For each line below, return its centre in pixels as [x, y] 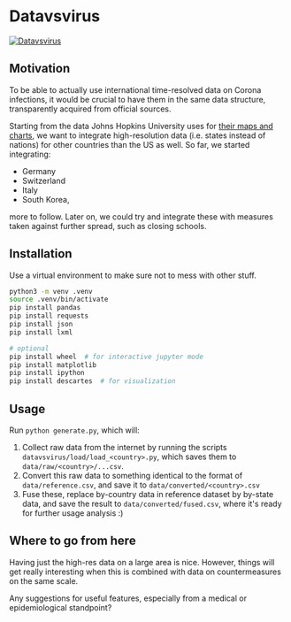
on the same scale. [44, 580]
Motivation [40, 69]
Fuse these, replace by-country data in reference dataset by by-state [148, 494]
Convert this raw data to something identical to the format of [132, 476]
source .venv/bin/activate [59, 299]
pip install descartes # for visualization [92, 381]
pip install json [41, 325]
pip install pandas [45, 308]
